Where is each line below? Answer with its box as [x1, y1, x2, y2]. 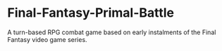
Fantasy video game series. [7, 35, 87, 43]
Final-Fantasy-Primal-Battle [7, 5, 175, 21]
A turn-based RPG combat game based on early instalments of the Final [7, 28, 216, 36]
